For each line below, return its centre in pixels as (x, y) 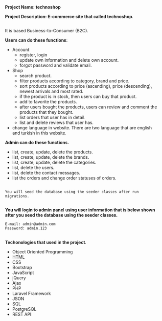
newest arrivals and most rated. (51, 91)
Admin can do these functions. (37, 143)
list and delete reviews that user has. (57, 123)
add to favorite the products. (48, 102)
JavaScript (23, 272)
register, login (33, 55)
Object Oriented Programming (43, 251)
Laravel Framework (32, 293)
